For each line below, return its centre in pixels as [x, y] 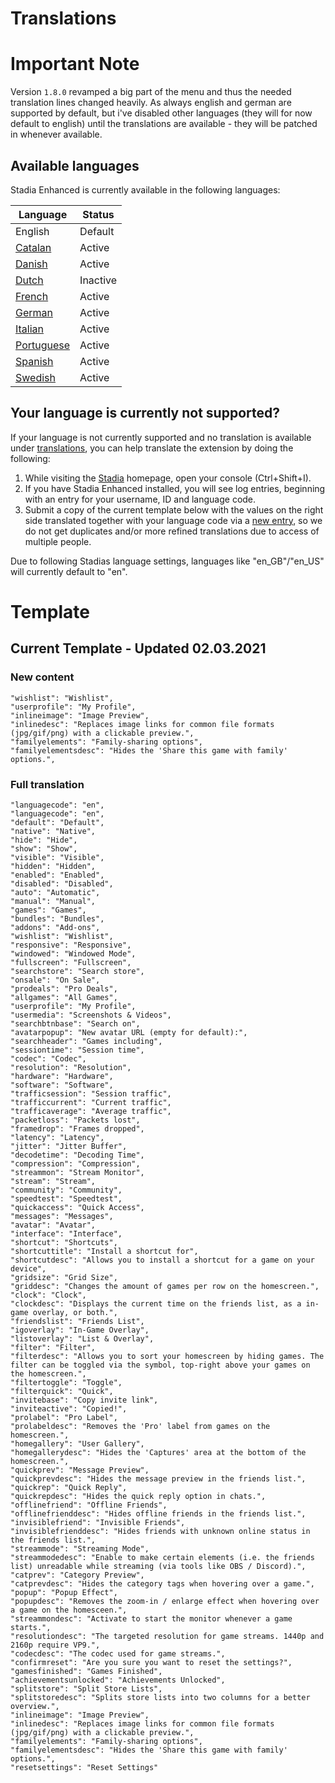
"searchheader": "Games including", [86, 1041]
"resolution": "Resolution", [71, 1067]
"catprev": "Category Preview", [77, 1575]
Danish [31, 264]
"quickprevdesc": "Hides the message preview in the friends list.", [158, 1478]
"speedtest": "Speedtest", [66, 1198]
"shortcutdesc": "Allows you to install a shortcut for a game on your [162, 1260]
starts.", [31, 1627]
